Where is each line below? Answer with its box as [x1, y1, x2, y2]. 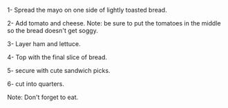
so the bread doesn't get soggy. [7, 27, 98, 34]
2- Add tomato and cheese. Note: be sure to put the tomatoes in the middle [7, 19, 221, 27]
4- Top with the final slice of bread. [7, 53, 108, 61]
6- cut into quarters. [7, 80, 64, 88]
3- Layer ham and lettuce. [7, 40, 81, 47]
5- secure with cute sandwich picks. [7, 67, 111, 74]
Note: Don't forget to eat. [7, 93, 79, 101]
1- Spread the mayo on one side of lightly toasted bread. [7, 6, 167, 14]
